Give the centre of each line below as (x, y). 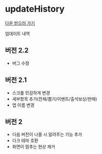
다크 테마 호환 (25, 141)
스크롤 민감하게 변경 (31, 93)
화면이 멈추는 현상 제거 (34, 147)
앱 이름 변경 (23, 105)
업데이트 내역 (17, 33)
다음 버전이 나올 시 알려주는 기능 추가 (47, 134)
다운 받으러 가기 (20, 23)
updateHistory (35, 9)
